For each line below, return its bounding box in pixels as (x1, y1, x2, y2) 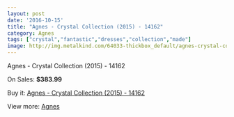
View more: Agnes (7, 102, 61, 110)
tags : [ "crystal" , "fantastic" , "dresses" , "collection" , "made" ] (7, 36, 192, 43)
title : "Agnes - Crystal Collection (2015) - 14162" (7, 23, 164, 30)
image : (7, 42, 26, 49)
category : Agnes (7, 29, 54, 37)
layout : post (7, 10, 45, 17)
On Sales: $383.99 (7, 75, 63, 84)
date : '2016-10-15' (7, 17, 64, 24)
